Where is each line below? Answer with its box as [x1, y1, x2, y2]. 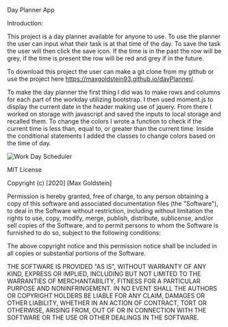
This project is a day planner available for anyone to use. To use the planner [7, 32, 221, 40]
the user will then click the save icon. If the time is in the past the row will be [7, 47, 222, 55]
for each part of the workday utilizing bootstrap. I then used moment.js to [7, 95, 214, 104]
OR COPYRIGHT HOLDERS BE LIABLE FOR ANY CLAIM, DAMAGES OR [7, 291, 205, 300]
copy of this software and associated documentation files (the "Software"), [7, 199, 219, 208]
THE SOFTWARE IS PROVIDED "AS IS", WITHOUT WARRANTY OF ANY [7, 263, 207, 270]
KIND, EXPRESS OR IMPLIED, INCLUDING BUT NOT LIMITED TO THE [7, 270, 201, 278]
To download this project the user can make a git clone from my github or [7, 68, 214, 75]
